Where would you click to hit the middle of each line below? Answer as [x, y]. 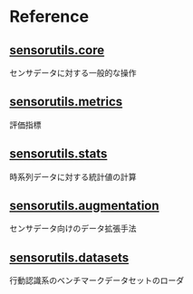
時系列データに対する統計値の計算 [73, 176]
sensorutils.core [57, 50]
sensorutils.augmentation [85, 206]
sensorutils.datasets [69, 257]
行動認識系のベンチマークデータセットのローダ [96, 280]
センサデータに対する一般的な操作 [73, 73]
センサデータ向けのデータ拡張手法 [73, 229]
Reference [49, 17]
